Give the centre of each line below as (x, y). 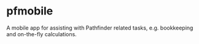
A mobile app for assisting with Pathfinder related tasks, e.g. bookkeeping (100, 28)
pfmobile (30, 11)
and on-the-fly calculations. (41, 34)
